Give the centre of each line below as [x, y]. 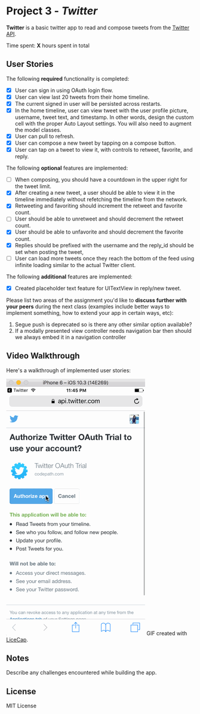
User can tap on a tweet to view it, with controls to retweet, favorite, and [104, 150]
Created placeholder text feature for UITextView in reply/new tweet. [98, 288]
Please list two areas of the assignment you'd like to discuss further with [96, 300]
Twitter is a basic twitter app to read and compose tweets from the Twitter [98, 27]
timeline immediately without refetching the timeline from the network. [101, 200]
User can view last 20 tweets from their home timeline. [82, 97]
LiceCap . [17, 639]
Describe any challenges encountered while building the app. [81, 673]
